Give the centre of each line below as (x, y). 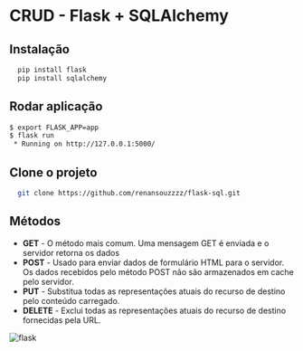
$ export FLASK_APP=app (54, 128)
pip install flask (52, 70)
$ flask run (32, 136)
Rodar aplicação (56, 106)
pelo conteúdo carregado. (71, 300)
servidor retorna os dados (71, 252)
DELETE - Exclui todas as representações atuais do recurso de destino (154, 310)
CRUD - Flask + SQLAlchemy (119, 16)
